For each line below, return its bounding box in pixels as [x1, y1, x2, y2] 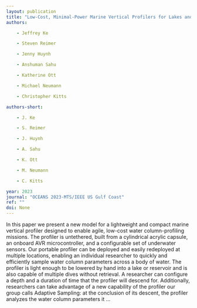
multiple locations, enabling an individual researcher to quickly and [6, 252, 168, 259]
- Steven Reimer [16, 40, 57, 47]
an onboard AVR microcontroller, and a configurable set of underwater [6, 239, 176, 247]
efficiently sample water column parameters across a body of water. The [6, 258, 182, 265]
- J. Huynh [16, 136, 43, 142]
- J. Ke [16, 115, 35, 121]
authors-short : [6, 104, 43, 110]
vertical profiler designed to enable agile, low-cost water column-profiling [6, 227, 185, 234]
